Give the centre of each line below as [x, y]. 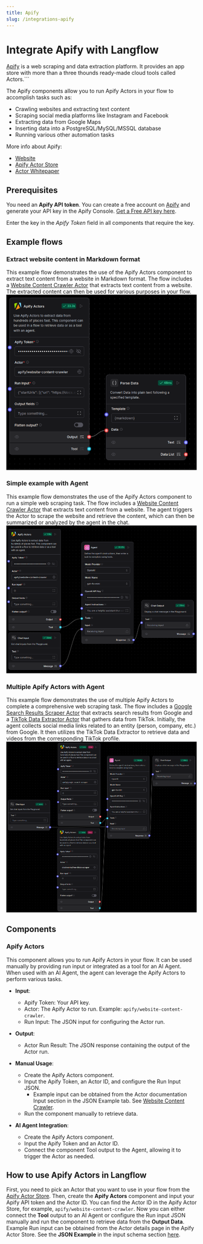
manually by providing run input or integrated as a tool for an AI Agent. [94, 966]
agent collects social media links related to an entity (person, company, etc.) [101, 726]
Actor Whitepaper [37, 171]
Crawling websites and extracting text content [72, 109]
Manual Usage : [34, 1063]
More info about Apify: [34, 147]
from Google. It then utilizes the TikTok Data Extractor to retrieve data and [98, 732]
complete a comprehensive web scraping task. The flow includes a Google [99, 707]
